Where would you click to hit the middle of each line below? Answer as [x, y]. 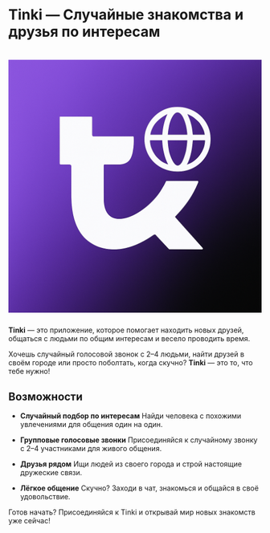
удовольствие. [45, 496]
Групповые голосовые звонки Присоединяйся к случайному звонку [139, 440]
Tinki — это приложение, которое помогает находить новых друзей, [126, 330]
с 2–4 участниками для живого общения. [91, 448]
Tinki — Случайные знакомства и [126, 15]
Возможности [45, 396]
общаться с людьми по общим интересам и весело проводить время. [129, 339]
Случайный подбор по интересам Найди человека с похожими [131, 416]
